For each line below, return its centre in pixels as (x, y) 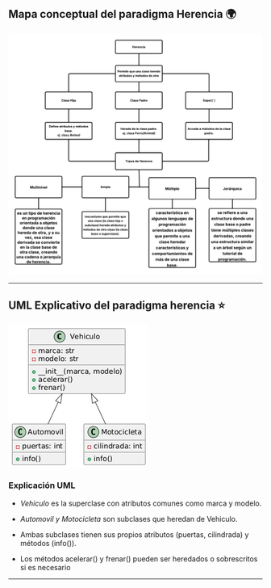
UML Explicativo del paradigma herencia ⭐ (117, 306)
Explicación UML (42, 485)
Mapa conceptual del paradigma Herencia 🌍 (122, 14)
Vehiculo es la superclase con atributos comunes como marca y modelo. (141, 503)
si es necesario (45, 567)
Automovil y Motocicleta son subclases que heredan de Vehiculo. (129, 519)
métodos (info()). (48, 543)
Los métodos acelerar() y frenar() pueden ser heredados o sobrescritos (139, 559)
